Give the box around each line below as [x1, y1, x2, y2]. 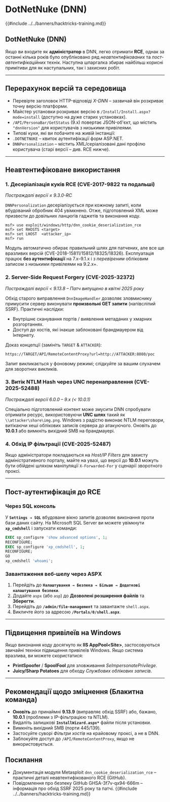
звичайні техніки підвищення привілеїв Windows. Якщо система [5, 647, 143, 653]
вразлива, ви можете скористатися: [5, 653, 83, 659]
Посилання [5, 756, 43, 764]
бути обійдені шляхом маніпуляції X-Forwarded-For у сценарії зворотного [5, 463, 163, 469]
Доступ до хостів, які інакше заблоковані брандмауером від [12, 326, 144, 333]
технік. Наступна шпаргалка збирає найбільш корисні [47, 59, 163, 65]
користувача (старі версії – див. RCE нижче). [12, 146, 110, 152]
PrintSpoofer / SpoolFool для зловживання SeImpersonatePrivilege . [12, 662, 157, 669]
